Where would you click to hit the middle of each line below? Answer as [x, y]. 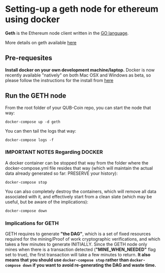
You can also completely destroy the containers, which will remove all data [81, 191]
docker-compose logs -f [30, 140]
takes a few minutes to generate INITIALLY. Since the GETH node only [76, 245]
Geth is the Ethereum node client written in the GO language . [67, 33]
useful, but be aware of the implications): [47, 202]
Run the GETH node [36, 96]
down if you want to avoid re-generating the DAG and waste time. [90, 265]
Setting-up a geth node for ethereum [82, 9]
